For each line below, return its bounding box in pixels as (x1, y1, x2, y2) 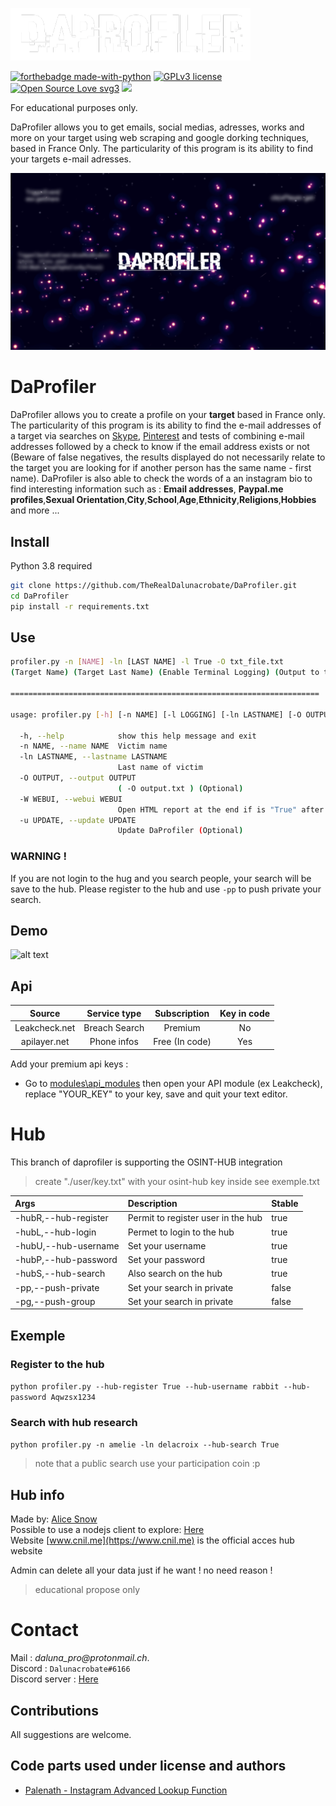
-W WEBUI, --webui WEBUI (19, 794, 123, 804)
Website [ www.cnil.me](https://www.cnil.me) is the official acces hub (10, 1534, 295, 1547)
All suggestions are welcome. (10, 1729, 132, 1740)
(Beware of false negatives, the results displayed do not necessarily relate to (10, 451, 326, 463)
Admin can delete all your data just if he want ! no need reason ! (10, 1564, 273, 1577)
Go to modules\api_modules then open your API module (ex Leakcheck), (24, 1077, 323, 1089)
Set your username (127, 1239, 207, 1252)
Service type (86, 1007, 142, 1019)
